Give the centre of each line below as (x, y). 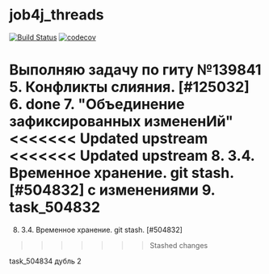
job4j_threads (57, 15)
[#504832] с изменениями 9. (112, 190)
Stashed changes (179, 245)
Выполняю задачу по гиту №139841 (135, 70)
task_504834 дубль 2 (45, 261)
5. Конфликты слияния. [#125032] (129, 87)
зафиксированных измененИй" (121, 122)
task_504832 (55, 207)
